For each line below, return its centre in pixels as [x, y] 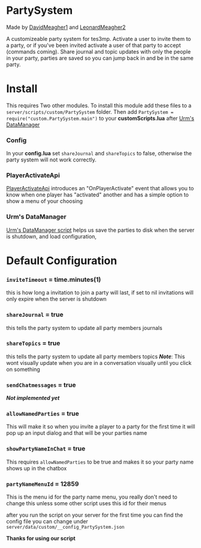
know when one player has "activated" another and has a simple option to [97, 195]
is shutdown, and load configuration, [52, 236]
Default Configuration [62, 260]
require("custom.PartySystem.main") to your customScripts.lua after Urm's [100, 118]
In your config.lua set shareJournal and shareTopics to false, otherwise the [99, 154]
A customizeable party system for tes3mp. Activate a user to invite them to [99, 39]
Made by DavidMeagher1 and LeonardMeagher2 [66, 27]
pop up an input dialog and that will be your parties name [77, 433]
